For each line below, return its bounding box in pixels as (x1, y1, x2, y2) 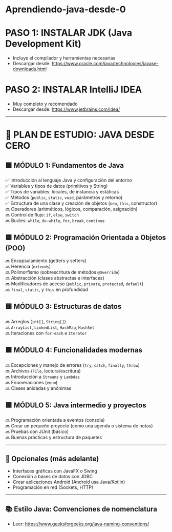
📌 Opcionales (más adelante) (5, 454, 99, 463)
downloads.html (12, 66, 47, 72)
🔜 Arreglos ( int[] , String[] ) (5, 318, 67, 324)
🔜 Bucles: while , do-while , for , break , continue (5, 218, 105, 224)
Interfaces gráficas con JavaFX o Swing (12, 468, 97, 474)
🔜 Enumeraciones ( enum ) (5, 379, 58, 385)
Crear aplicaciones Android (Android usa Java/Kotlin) (12, 479, 125, 485)
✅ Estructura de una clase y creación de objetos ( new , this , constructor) (5, 200, 158, 206)
